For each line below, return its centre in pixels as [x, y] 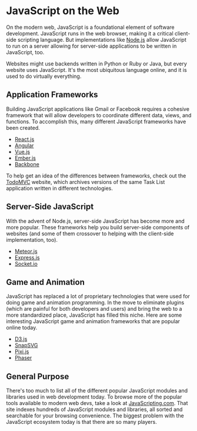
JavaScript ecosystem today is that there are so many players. [81, 422]
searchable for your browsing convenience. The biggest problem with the [95, 416]
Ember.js [25, 158]
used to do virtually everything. [44, 76]
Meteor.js [26, 251]
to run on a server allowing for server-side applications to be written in [91, 46]
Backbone [27, 164]
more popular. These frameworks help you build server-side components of [98, 227]
